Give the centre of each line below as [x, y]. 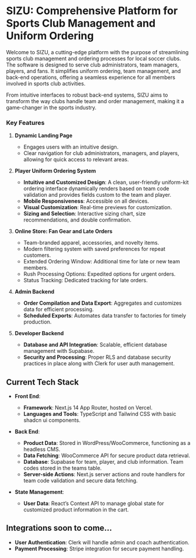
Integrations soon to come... [59, 528]
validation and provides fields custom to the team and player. [97, 195]
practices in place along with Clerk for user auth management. [99, 364]
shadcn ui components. [52, 420]
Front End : [27, 397]
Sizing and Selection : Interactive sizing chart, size [84, 214]
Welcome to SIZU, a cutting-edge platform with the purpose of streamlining [97, 52]
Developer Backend [39, 334]
